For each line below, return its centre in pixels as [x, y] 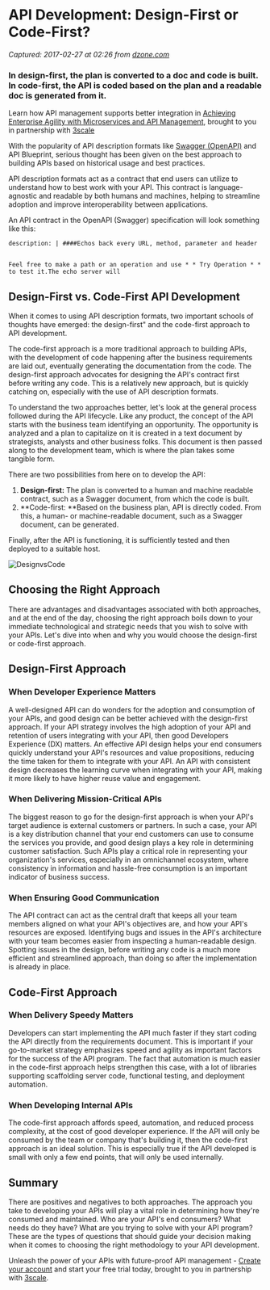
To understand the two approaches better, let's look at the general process [133, 408]
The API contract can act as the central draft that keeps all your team [123, 915]
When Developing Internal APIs [71, 1105]
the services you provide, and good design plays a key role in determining [131, 842]
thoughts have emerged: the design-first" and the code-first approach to [129, 325]
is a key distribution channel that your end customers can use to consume [131, 834]
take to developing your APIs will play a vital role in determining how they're [134, 1210]
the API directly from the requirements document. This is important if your [131, 1041]
